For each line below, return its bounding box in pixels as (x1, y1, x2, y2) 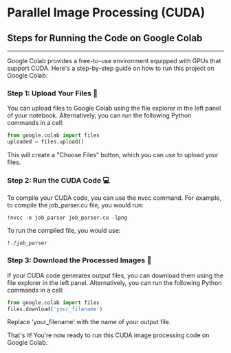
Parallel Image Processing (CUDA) (7, 5, 206, 21)
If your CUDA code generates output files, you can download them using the (7, 271, 223, 280)
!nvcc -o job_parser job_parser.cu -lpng (7, 214, 128, 221)
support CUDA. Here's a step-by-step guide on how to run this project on (7, 64, 214, 72)
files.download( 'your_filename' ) (7, 306, 103, 312)
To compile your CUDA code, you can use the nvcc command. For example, (7, 194, 222, 202)
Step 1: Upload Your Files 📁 (7, 88, 98, 98)
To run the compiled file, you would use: (7, 227, 121, 235)
